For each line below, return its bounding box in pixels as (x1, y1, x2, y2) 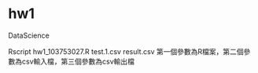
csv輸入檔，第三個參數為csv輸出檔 (21, 57, 135, 66)
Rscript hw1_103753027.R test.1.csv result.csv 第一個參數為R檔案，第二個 (8, 46, 244, 56)
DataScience (8, 31, 50, 40)
